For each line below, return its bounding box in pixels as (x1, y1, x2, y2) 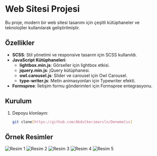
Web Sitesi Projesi (5, 3, 80, 15)
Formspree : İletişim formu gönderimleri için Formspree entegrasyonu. (12, 83, 153, 89)
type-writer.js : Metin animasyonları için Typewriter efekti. (19, 78, 136, 83)
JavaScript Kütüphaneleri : (12, 57, 67, 63)
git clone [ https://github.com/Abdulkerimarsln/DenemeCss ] (12, 119, 133, 124)
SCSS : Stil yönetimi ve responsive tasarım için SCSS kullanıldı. (12, 52, 137, 58)
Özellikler (5, 39, 35, 47)
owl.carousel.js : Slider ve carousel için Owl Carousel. (19, 72, 128, 78)
